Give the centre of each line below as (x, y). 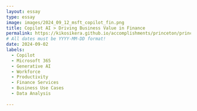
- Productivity (30, 77)
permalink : (19, 33)
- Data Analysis (31, 93)
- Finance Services (35, 83)
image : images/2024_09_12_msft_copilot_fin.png (65, 22)
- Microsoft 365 (31, 60)
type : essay (21, 17)
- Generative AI (31, 66)
